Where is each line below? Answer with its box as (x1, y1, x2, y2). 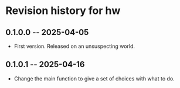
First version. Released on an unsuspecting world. (13, 43, 135, 50)
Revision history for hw (5, 4, 121, 17)
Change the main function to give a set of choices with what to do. (13, 75, 175, 82)
